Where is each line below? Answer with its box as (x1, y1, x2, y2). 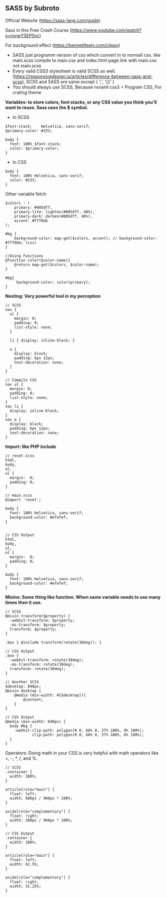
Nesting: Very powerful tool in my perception (5, 293, 101, 299)
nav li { (5, 404, 23, 409)
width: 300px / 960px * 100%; (9, 818, 72, 823)
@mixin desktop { (5, 688, 41, 693)
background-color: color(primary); (16, 280, 91, 285)
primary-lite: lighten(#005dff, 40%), (14, 209, 95, 214)
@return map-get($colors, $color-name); (14, 262, 99, 267)
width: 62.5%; (9, 862, 39, 867)
